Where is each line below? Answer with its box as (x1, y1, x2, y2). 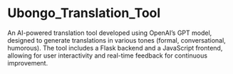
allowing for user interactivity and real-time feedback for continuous (7, 51, 208, 60)
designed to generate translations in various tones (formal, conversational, (7, 36, 226, 44)
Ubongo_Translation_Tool (7, 5, 161, 21)
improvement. (7, 58, 48, 67)
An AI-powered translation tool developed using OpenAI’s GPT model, (7, 28, 212, 37)
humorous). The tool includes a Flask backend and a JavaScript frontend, (7, 43, 223, 52)
